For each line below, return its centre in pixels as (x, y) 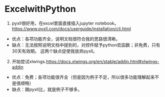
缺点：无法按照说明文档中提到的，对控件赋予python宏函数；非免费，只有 (86, 45)
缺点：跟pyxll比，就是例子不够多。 (47, 89)
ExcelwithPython (40, 9)
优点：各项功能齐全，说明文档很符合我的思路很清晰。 (66, 39)
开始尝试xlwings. (29, 61)
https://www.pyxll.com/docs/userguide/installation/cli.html (71, 28)
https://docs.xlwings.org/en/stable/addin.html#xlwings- (103, 61)
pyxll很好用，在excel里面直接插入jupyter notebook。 (65, 23)
